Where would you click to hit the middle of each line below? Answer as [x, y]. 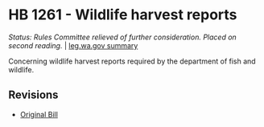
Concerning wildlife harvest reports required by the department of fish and [132, 61]
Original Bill [39, 114]
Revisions [33, 95]
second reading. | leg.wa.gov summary [73, 45]
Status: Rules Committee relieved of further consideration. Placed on [123, 37]
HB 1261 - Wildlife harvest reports [123, 15]
